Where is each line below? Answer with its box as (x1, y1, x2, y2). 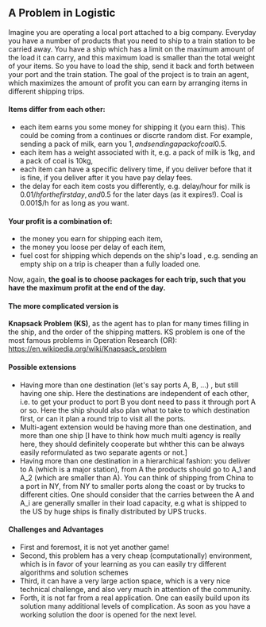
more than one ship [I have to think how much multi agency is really (19, 430, 241, 440)
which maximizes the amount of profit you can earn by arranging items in (8, 78, 248, 87)
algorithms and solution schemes (19, 567, 129, 577)
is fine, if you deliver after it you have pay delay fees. (19, 173, 193, 183)
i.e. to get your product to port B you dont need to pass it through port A (19, 397, 256, 406)
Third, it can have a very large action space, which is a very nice (19, 575, 230, 586)
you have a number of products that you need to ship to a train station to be (8, 36, 256, 45)
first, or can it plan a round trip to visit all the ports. (19, 414, 186, 423)
